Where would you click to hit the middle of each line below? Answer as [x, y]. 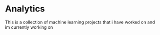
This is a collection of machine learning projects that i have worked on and [80, 22]
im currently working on [29, 27]
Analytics [25, 9]
